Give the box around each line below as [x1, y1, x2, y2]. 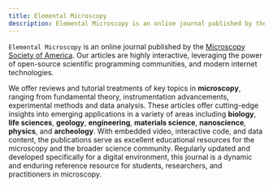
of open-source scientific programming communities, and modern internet [8, 58, 258, 69]
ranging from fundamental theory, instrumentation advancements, [8, 91, 229, 101]
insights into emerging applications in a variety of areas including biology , [8, 108, 257, 118]
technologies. [8, 67, 54, 77]
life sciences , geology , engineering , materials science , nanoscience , [8, 117, 246, 127]
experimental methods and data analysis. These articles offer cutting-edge [8, 100, 259, 110]
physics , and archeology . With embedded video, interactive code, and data [8, 126, 263, 136]
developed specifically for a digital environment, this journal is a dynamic [8, 151, 253, 162]
